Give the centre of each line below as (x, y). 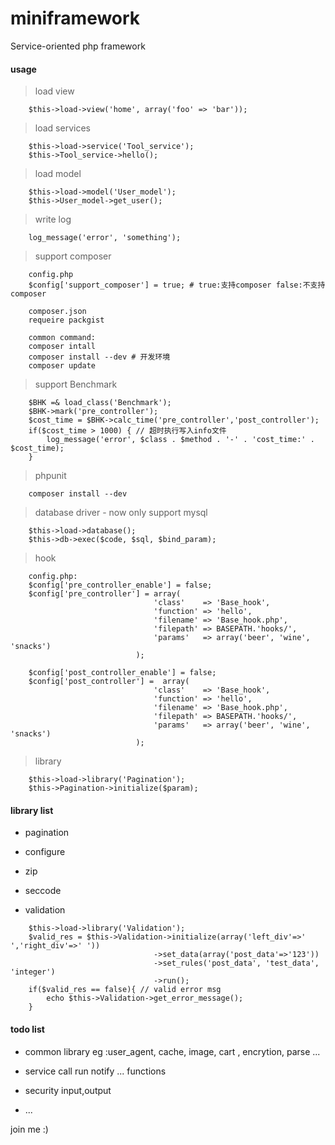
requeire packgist (66, 320)
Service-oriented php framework (78, 46)
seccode (43, 891)
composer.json (57, 312)
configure (45, 852)
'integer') (33, 972)
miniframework (75, 18)
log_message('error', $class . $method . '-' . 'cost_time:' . (180, 440)
